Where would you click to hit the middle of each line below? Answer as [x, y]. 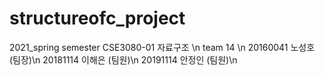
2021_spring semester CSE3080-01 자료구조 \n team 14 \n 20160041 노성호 [162, 47]
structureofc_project [97, 18]
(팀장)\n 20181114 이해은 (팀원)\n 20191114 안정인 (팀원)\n [123, 59]
